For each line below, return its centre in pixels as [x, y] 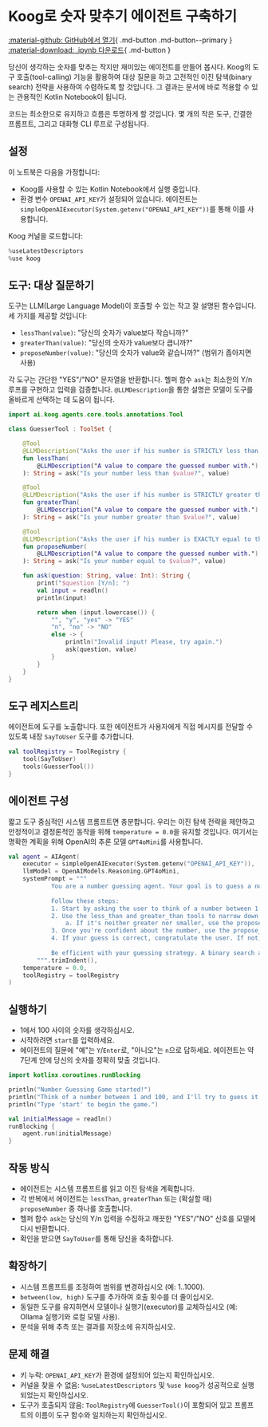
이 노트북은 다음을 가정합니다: [54, 171]
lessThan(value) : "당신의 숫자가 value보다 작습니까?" [104, 333]
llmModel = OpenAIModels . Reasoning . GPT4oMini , [101, 871]
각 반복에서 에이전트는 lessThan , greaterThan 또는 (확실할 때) [116, 1198]
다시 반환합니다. [44, 1228]
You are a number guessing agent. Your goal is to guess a [151, 886]
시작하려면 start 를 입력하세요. [67, 1040]
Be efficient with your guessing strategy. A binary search [153, 953]
